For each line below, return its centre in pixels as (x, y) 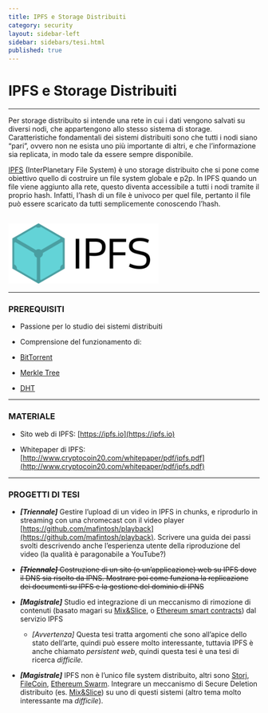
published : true (35, 51)
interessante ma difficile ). (61, 700)
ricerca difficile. (57, 660)
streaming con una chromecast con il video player (102, 520)
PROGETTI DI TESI (44, 494)
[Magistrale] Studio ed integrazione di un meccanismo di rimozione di (135, 601)
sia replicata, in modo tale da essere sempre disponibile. (101, 155)
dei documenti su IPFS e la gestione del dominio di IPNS (112, 586)
